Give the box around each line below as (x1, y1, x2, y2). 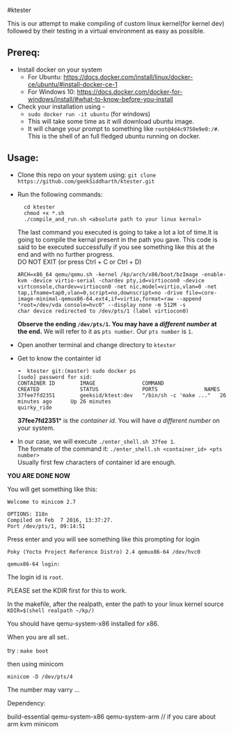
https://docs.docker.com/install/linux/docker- (63, 72, 193, 81)
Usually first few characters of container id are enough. (17, 458, 176, 466)
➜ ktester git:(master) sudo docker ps (17, 367, 136, 374)
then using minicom (7, 660, 64, 668)
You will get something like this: (7, 485, 98, 493)
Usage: (7, 152, 40, 164)
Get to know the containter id (17, 354, 101, 362)
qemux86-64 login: (7, 560, 61, 568)
